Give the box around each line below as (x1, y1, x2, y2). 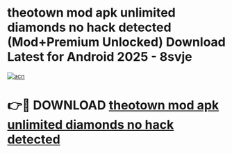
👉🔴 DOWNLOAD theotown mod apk (7, 98, 219, 114)
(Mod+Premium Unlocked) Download (7, 35, 226, 50)
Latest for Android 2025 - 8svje (7, 49, 192, 65)
